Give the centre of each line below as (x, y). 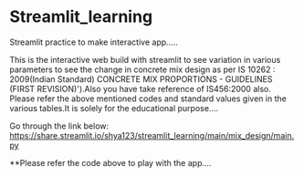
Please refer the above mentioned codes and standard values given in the (148, 99)
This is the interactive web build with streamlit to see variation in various (145, 59)
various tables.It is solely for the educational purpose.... (114, 108)
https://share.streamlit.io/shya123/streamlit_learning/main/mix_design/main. (152, 135)
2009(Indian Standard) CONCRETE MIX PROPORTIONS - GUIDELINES (141, 78)
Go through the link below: (59, 126)
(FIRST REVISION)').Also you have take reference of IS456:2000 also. (140, 88)
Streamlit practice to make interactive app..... (94, 42)
